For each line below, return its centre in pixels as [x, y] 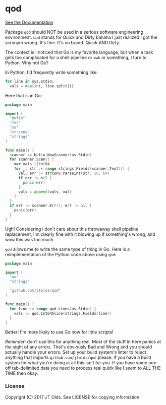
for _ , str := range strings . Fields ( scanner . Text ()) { [72, 169]
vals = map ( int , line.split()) [42, 86]
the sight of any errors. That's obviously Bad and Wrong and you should [79, 347]
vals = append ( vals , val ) [45, 192]
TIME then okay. [22, 373]
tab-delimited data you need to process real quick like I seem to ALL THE [86, 368]
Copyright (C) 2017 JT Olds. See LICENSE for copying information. [73, 397]
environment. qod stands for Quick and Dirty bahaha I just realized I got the [81, 37]
